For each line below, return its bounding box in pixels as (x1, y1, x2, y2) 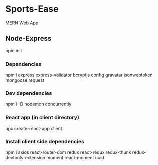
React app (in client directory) (5, 114, 79, 121)
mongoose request (5, 77, 44, 83)
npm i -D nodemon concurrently (5, 101, 72, 107)
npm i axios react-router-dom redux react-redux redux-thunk (5, 149, 131, 155)
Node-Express (5, 34, 52, 43)
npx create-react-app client (5, 125, 63, 131)
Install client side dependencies (5, 138, 84, 145)
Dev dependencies (5, 89, 52, 96)
